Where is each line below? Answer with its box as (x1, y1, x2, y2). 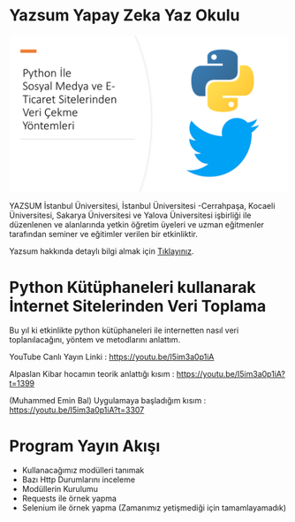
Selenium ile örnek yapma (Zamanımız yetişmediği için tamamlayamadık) (21, 503, 287, 513)
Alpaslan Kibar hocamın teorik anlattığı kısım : (9, 369, 175, 380)
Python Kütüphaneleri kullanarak (9, 277, 256, 297)
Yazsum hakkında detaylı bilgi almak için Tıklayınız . (9, 246, 194, 257)
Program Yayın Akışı (9, 435, 161, 456)
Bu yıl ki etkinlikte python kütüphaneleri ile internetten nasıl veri (9, 325, 239, 336)
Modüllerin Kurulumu (21, 484, 99, 495)
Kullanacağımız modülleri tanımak (21, 465, 145, 476)
